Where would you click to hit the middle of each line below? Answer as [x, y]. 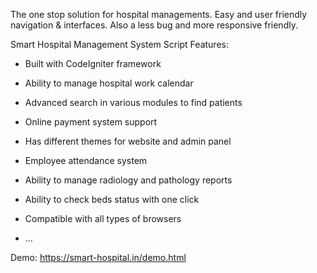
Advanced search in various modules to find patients [133, 102]
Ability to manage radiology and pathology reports [128, 180]
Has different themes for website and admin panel [128, 141]
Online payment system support [91, 122]
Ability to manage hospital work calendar [109, 83]
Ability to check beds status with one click [112, 199]
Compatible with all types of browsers [103, 218]
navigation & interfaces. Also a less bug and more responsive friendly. [154, 25]
